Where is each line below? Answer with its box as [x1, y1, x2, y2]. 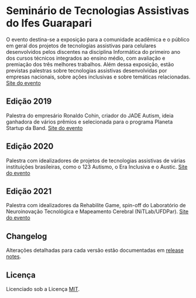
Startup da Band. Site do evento [6, 124, 83, 131]
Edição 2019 [6, 97, 52, 107]
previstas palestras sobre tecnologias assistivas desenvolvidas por [6, 67, 167, 74]
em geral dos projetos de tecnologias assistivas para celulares [6, 42, 157, 49]
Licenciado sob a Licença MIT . [6, 286, 80, 292]
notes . [6, 253, 22, 260]
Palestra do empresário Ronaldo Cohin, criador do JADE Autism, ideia [6, 112, 174, 119]
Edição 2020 [6, 142, 54, 152]
